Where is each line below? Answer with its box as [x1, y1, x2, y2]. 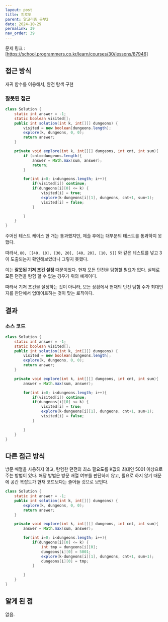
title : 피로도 [5, 12, 32, 17]
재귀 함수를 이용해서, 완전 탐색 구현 [5, 81, 74, 87]
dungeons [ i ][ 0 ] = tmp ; [41, 558, 89, 564]
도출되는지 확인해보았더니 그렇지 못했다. [10, 256, 89, 262]
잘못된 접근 [5, 95, 31, 102]
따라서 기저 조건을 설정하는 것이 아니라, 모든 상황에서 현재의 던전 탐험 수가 [5, 284, 150, 290]
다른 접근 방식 [5, 452, 45, 460]
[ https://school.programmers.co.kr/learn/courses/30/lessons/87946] [5, 51, 148, 57]
